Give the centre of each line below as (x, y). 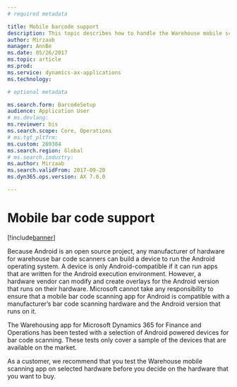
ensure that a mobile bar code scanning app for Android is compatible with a (119, 296)
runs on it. (22, 311)
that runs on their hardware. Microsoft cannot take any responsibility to (110, 288)
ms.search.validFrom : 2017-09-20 (56, 170)
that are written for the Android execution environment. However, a (104, 273)
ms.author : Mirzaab (36, 164)
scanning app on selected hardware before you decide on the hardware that (118, 369)
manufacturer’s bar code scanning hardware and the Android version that (114, 304)
